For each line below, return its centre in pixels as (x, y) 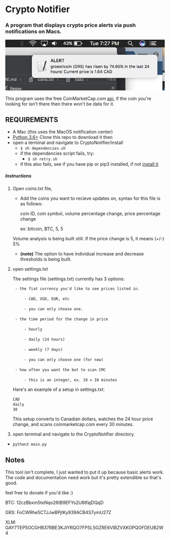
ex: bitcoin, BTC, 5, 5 (41, 229)
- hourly (33, 330)
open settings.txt (30, 269)
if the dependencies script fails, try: (57, 154)
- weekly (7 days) (44, 350)
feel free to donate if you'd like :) (39, 493)
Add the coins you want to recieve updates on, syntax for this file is (90, 198)
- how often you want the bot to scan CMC (60, 370)
